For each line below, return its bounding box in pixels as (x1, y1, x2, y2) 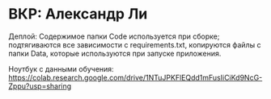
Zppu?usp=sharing (8, 81, 72, 91)
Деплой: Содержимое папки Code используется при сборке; (8, 31, 220, 41)
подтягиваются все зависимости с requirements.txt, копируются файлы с (8, 39, 261, 49)
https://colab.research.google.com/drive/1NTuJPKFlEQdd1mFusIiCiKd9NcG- (8, 72, 263, 82)
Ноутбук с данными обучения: (8, 64, 115, 73)
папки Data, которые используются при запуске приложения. (8, 48, 222, 58)
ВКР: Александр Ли (8, 5, 148, 23)
